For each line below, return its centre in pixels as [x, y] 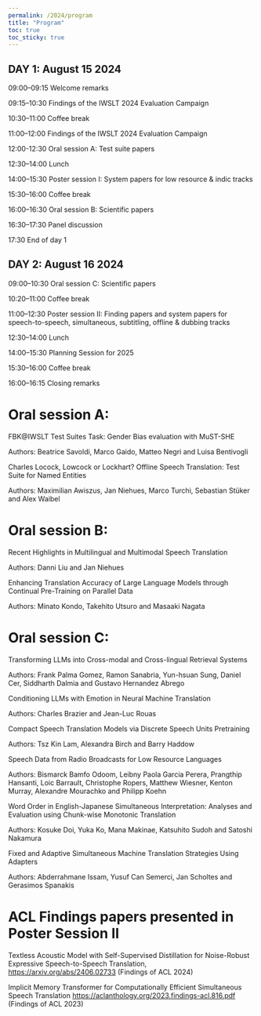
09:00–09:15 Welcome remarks [58, 88]
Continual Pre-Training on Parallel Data [71, 591]
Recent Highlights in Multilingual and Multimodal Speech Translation [118, 552]
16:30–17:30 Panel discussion [56, 225]
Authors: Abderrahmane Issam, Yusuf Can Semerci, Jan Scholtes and [120, 876]
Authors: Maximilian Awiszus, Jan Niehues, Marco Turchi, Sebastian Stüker [129, 490]
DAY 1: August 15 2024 [65, 69]
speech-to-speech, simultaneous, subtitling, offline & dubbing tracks [119, 322]
